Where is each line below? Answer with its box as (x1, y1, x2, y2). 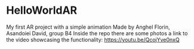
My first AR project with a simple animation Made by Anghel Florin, (6, 23, 170, 30)
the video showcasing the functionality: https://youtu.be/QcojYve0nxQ (6, 36, 180, 43)
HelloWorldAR (6, 4, 78, 17)
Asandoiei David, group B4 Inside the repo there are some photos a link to (6, 29, 188, 36)
